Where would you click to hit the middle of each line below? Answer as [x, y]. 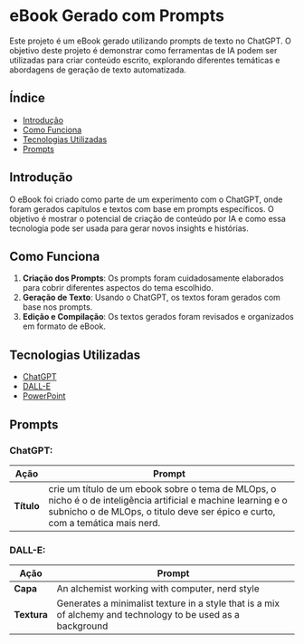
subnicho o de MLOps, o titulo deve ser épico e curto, [162, 511]
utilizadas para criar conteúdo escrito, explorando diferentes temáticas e [145, 60]
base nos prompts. [57, 307]
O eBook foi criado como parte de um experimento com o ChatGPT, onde [146, 199]
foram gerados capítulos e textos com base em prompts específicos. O [142, 208]
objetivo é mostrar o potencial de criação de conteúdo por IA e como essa [148, 218]
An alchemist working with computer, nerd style [158, 589]
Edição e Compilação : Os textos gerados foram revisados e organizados [158, 317]
